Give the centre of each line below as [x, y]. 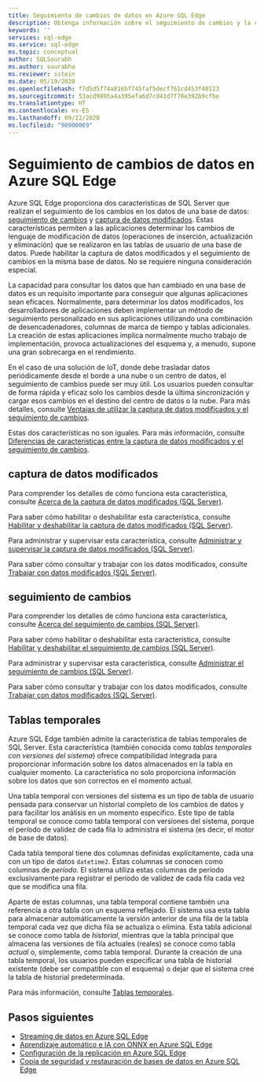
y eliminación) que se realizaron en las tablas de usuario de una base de [125, 244]
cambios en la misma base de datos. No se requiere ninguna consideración [130, 261]
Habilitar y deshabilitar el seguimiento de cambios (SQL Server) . [112, 648]
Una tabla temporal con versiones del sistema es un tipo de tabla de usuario [131, 796]
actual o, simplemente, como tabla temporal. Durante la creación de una [125, 952]
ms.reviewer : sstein [42, 74]
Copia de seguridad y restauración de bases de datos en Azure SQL [130, 1061]
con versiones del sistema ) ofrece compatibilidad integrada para [113, 756]
